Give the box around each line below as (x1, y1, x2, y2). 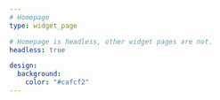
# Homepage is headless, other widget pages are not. (9, 37, 214, 46)
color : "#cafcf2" (25, 78, 90, 87)
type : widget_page (9, 21, 77, 30)
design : (9, 61, 38, 71)
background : (17, 70, 62, 79)
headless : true (9, 45, 66, 54)
